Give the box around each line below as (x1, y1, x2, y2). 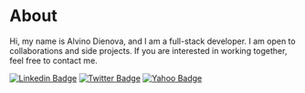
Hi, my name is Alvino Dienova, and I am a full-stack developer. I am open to (9, 36, 296, 46)
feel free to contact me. (9, 55, 98, 66)
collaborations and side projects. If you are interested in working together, (9, 45, 288, 56)
